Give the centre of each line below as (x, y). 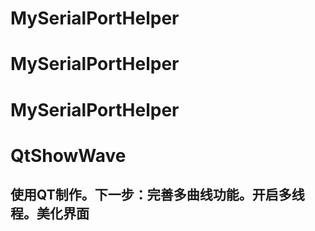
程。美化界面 (50, 213)
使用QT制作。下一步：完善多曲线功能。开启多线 (157, 195)
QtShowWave (68, 155)
